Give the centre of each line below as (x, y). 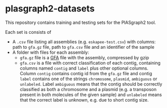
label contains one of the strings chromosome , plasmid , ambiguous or (88, 79)
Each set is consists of (28, 32)
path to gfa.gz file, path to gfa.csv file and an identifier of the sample (83, 47)
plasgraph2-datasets (50, 9)
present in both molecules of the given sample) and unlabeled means (91, 95)
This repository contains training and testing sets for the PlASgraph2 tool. (81, 22)
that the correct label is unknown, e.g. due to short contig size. (84, 100)
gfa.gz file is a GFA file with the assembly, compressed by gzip (84, 57)
